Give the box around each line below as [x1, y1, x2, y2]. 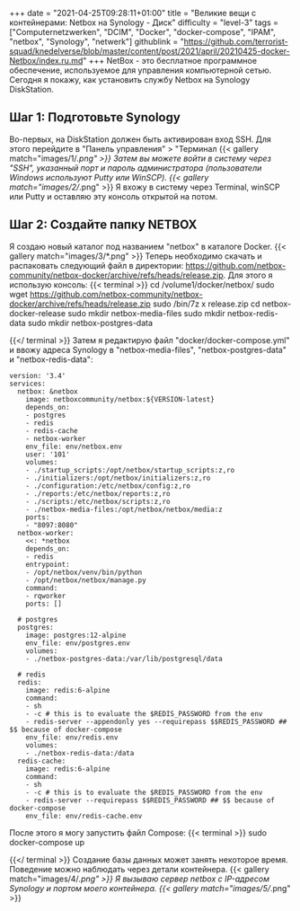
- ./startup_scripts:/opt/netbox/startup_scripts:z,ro [25, 465, 235, 474]
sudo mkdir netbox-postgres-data [27, 317, 154, 328]
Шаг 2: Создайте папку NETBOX [9, 217, 198, 233]
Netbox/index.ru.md [9, 56, 84, 66]
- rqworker [25, 591, 66, 600]
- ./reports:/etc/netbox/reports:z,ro [25, 489, 171, 498]
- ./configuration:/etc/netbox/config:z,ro [25, 481, 191, 491]
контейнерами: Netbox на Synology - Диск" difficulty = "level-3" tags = [9, 17, 278, 28]
